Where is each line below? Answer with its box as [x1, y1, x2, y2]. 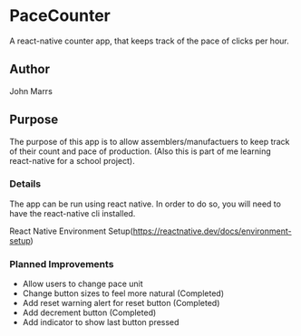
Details [9, 178, 42, 190]
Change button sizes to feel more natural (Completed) [22, 288, 225, 299]
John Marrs [9, 85, 53, 96]
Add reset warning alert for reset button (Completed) [22, 298, 220, 309]
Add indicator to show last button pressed [22, 317, 180, 328]
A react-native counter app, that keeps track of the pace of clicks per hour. [9, 35, 289, 46]
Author [9, 62, 50, 77]
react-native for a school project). [9, 155, 135, 166]
